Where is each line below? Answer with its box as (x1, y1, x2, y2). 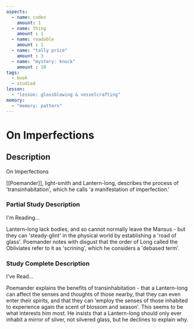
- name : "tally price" (11, 48, 68, 54)
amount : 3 (17, 53, 44, 59)
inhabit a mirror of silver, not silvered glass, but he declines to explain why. (6, 316, 189, 323)
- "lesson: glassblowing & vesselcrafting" (11, 92, 120, 98)
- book (11, 75, 28, 81)
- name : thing (11, 25, 46, 32)
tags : (6, 70, 20, 76)
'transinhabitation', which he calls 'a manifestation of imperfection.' (6, 186, 170, 193)
